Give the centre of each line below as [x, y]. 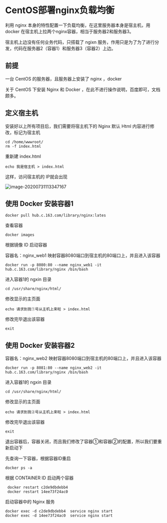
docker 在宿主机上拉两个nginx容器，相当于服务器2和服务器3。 [69, 31]
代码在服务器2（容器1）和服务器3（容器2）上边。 [65, 48]
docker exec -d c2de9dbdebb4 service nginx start [59, 511]
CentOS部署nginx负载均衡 [60, 10]
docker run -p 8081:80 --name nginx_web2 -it [53, 368]
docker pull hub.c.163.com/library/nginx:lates [56, 216]
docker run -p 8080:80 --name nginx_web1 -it [53, 265]
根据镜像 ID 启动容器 [26, 245]
